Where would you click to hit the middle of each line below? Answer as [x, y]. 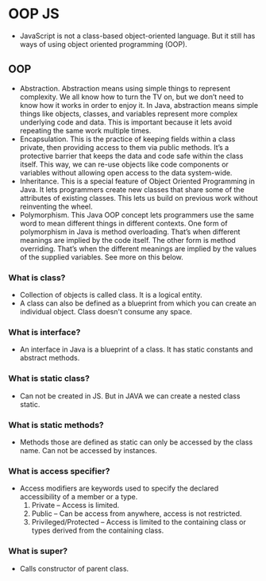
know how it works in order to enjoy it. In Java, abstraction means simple [139, 105]
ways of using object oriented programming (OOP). [104, 44]
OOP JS [34, 14]
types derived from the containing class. [98, 531]
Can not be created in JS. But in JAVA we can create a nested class [130, 396]
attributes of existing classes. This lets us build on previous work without [139, 198]
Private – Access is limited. [75, 506]
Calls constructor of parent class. [74, 568]
